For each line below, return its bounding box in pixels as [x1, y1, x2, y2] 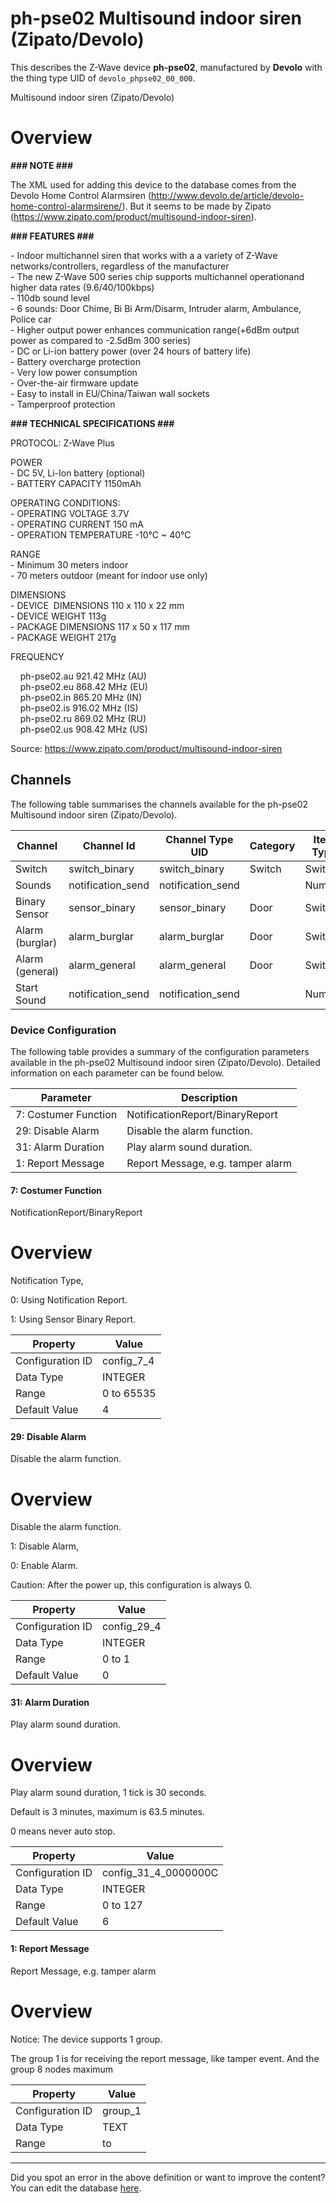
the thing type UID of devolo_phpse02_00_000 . [10, 72, 196, 84]
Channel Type [165, 832, 234, 846]
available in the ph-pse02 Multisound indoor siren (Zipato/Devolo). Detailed [10, 1056, 321, 1068]
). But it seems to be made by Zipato [121, 200, 272, 212]
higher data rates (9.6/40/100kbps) [10, 281, 155, 293]
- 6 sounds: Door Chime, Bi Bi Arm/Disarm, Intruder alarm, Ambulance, [10, 302, 302, 314]
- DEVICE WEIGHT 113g [10, 610, 107, 622]
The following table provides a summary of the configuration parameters [10, 1045, 310, 1057]
